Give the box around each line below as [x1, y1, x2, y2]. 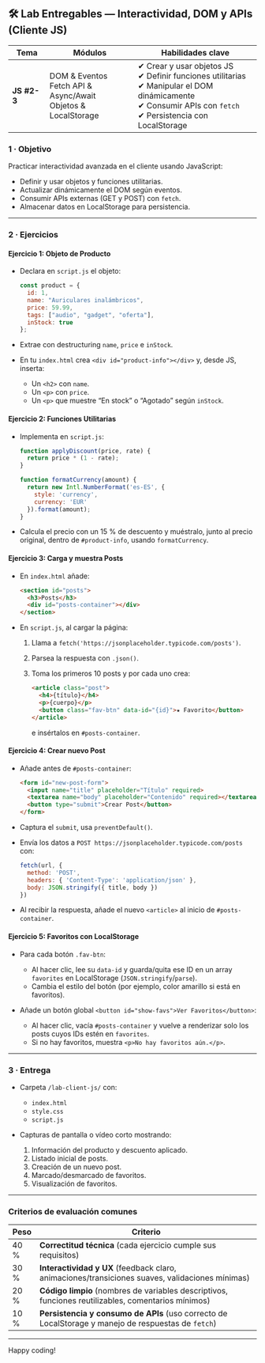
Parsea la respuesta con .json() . [31, 653, 140, 663]
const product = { [19, 282, 80, 290]
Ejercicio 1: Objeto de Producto [8, 248, 111, 258]
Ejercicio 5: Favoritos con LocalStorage [8, 932, 140, 941]
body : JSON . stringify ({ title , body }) [27, 884, 159, 892]
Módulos [73, 47, 107, 58]
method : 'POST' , [27, 869, 80, 876]
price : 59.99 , [27, 304, 73, 312]
